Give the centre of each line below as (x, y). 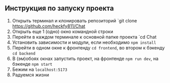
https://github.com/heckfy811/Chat (48, 26)
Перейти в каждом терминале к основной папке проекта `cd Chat (84, 37)
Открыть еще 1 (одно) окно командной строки (63, 31)
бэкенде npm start (32, 64)
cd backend (24, 53)
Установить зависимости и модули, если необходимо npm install (84, 42)
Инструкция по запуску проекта (59, 8)
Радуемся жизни (31, 75)
